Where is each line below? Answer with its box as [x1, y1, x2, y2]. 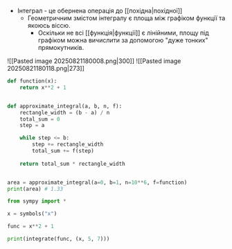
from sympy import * [7, 198, 67, 205]
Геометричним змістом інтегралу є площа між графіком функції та [27, 14, 226, 22]
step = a [19, 122, 45, 129]
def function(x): [7, 78, 57, 85]
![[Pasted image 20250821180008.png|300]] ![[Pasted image [7, 57, 181, 65]
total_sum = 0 [19, 115, 60, 123]
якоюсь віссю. [27, 22, 71, 29]
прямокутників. [37, 44, 84, 51]
